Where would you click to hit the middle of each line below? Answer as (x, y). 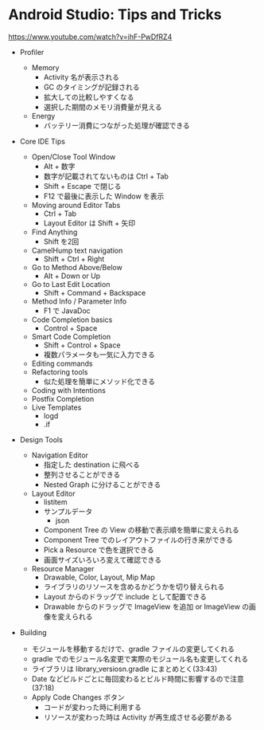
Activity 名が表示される (81, 77)
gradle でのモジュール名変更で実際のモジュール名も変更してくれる (140, 658)
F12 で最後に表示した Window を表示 (104, 196)
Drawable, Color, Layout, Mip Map (99, 577)
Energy (43, 116)
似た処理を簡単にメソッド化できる (99, 381)
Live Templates (56, 407)
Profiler (32, 52)
